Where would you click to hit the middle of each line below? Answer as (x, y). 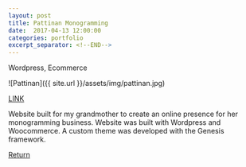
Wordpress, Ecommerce (48, 68)
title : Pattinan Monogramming (59, 23)
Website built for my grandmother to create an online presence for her (123, 114)
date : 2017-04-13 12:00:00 (55, 30)
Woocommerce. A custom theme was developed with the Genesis (116, 131)
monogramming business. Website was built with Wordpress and (115, 122)
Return (19, 155)
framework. (27, 139)
